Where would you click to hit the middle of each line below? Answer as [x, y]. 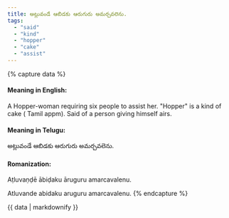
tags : [15, 21]
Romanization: [30, 164]
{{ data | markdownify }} [43, 207]
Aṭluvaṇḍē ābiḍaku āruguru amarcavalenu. [69, 180]
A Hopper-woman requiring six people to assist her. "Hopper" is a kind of [114, 106]
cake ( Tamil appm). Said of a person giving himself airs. [90, 114]
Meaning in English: [37, 90]
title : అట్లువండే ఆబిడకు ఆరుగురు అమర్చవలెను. [67, 14]
